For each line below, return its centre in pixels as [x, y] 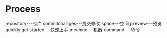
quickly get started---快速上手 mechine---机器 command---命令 [73, 30]
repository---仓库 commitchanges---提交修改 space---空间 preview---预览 [84, 23]
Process [23, 9]
